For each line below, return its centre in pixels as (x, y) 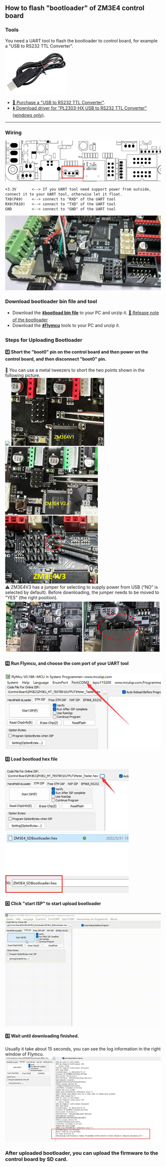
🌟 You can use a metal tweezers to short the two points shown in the (75, 370)
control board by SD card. (37, 1159)
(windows (22, 115)
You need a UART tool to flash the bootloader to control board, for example (82, 40)
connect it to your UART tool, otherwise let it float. (64, 194)
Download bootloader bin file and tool (51, 302)
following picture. (23, 375)
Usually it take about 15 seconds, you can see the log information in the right (83, 1048)
